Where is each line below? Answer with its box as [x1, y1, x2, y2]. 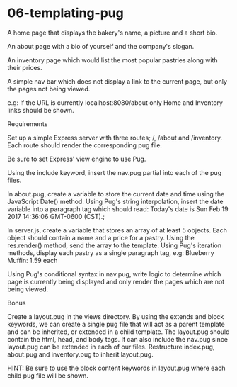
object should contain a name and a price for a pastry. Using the [7, 233, 195, 242]
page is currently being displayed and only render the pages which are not [7, 277, 225, 286]
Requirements [7, 119, 48, 128]
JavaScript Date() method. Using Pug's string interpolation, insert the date [7, 197, 224, 206]
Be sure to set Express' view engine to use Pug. [7, 155, 146, 163]
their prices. [7, 63, 42, 72]
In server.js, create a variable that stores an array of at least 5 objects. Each [7, 225, 228, 235]
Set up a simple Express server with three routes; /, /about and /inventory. [7, 133, 223, 142]
